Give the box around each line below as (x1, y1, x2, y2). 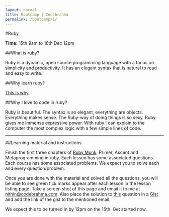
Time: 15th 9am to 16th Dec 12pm (5, 40, 74, 46)
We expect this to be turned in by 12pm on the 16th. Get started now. (5, 206, 147, 212)
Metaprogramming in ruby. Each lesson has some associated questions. (5, 155, 154, 161)
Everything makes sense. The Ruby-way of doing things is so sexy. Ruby (5, 115, 156, 121)
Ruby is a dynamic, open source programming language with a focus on (5, 60, 154, 66)
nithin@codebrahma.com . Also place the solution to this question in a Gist (5, 191, 158, 197)
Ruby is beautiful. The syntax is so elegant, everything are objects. (5, 109, 143, 116)
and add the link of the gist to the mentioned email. (5, 196, 111, 202)
